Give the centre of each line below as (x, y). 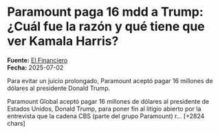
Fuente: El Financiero (37, 60)
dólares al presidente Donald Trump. (59, 88)
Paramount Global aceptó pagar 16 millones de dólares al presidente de (108, 101)
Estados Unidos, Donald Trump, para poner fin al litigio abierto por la (104, 109)
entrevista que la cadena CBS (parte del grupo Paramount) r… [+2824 (106, 116)
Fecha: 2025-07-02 (35, 67)
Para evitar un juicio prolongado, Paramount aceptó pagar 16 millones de (110, 80)
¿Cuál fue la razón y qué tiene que (106, 26)
